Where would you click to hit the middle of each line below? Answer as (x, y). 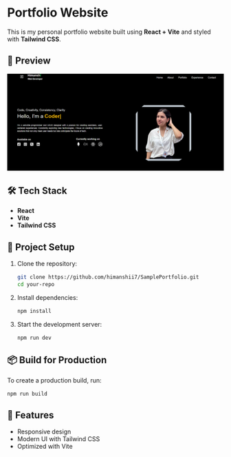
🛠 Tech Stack (37, 191)
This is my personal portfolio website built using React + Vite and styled (109, 32)
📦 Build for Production (57, 360)
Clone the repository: (47, 264)
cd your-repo (36, 285)
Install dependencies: (47, 298)
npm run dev (34, 338)
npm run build (27, 394)
